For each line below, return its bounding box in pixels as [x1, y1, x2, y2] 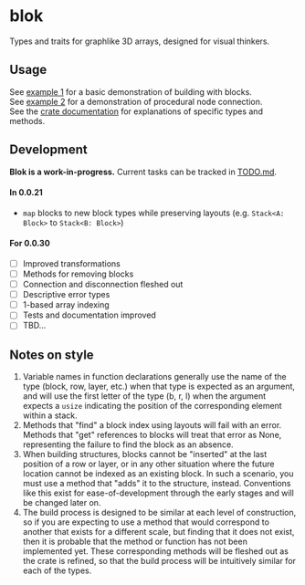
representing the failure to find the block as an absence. [22, 439, 235, 450]
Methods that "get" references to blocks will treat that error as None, [22, 430, 282, 441]
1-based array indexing [22, 299, 110, 310]
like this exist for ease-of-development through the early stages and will [22, 487, 294, 498]
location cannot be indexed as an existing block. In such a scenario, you [22, 468, 294, 479]
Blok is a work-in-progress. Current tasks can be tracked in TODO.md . [9, 166, 277, 177]
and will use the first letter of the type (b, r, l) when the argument [22, 391, 267, 402]
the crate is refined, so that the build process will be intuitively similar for [22, 556, 297, 567]
